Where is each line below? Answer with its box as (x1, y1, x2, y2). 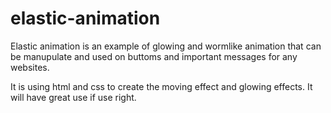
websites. (10, 61, 50, 73)
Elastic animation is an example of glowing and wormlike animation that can (10, 40, 322, 52)
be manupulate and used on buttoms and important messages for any (10, 50, 298, 62)
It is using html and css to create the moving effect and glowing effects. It (10, 80, 313, 92)
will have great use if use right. (10, 91, 137, 103)
